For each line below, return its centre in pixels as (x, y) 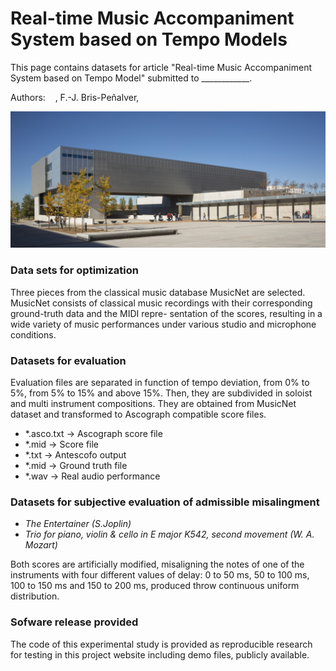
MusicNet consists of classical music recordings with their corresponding (161, 303)
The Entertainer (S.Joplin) (78, 524)
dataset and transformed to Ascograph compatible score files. (138, 414)
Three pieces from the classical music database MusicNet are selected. (158, 292)
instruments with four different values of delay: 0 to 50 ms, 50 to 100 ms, (160, 575)
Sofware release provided (74, 622)
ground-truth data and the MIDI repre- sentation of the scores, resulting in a (166, 313)
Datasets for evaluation (68, 360)
